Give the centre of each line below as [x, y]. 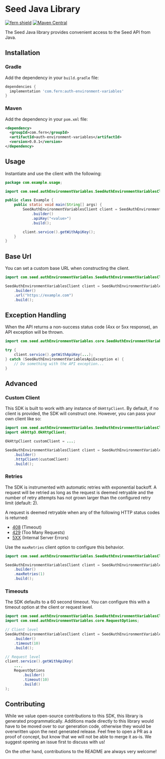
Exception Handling [36, 315]
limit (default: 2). [22, 503]
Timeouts [17, 591]
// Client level [22, 630]
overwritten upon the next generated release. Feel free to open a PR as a [79, 731]
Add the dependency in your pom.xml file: [47, 119]
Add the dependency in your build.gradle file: [52, 78]
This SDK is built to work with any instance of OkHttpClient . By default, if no [82, 409]
